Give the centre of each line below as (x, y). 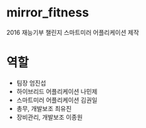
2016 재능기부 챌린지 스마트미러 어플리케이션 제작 (73, 32)
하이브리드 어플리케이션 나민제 (57, 91)
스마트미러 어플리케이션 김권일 (57, 100)
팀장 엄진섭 (31, 83)
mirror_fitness (48, 13)
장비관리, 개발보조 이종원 (49, 117)
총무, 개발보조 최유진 (44, 108)
